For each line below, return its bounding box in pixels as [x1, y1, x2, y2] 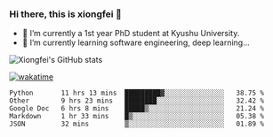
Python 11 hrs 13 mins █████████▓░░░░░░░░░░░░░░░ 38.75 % [9, 88, 265, 98]
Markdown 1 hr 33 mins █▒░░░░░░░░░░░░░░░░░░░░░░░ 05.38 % [9, 112, 265, 121]
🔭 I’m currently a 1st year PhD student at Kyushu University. [21, 28, 240, 39]
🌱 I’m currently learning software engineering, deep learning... [21, 37, 251, 48]
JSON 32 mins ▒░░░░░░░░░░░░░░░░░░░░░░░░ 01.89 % [9, 119, 265, 129]
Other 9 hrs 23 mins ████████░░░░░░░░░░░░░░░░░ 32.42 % [9, 96, 265, 105]
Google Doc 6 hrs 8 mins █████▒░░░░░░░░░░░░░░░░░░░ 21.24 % [9, 104, 265, 113]
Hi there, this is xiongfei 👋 [9, 8, 122, 20]
